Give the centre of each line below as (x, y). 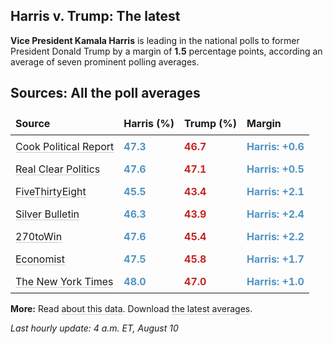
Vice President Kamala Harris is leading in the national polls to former (155, 40)
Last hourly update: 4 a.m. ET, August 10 (94, 328)
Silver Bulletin (47, 214)
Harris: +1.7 (275, 259)
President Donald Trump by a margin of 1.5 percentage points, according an (166, 51)
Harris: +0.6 (275, 146)
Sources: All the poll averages (105, 93)
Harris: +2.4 (275, 214)
